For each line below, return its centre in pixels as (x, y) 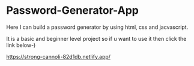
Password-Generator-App (73, 10)
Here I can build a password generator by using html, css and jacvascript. (97, 27)
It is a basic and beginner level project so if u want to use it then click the (96, 38)
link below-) (21, 45)
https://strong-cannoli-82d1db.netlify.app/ (59, 56)
